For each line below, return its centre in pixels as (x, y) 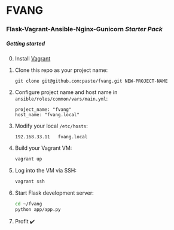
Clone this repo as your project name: (61, 70)
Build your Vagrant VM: (43, 148)
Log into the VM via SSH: (45, 170)
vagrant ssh (30, 181)
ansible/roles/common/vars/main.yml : (61, 99)
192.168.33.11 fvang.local (51, 137)
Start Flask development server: (54, 193)
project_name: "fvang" (43, 110)
